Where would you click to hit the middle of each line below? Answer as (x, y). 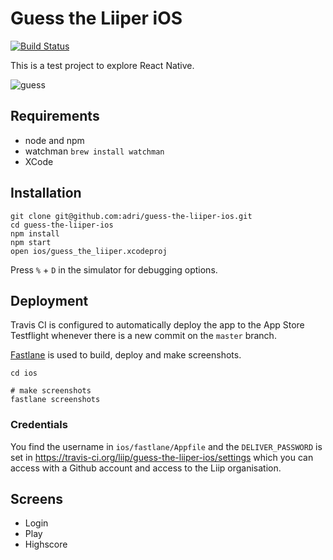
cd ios (24, 373)
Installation (46, 193)
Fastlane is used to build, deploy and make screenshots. (126, 355)
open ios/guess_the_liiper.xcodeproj (89, 251)
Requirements (55, 116)
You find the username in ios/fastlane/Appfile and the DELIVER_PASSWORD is (166, 446)
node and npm (54, 140)
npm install (35, 233)
